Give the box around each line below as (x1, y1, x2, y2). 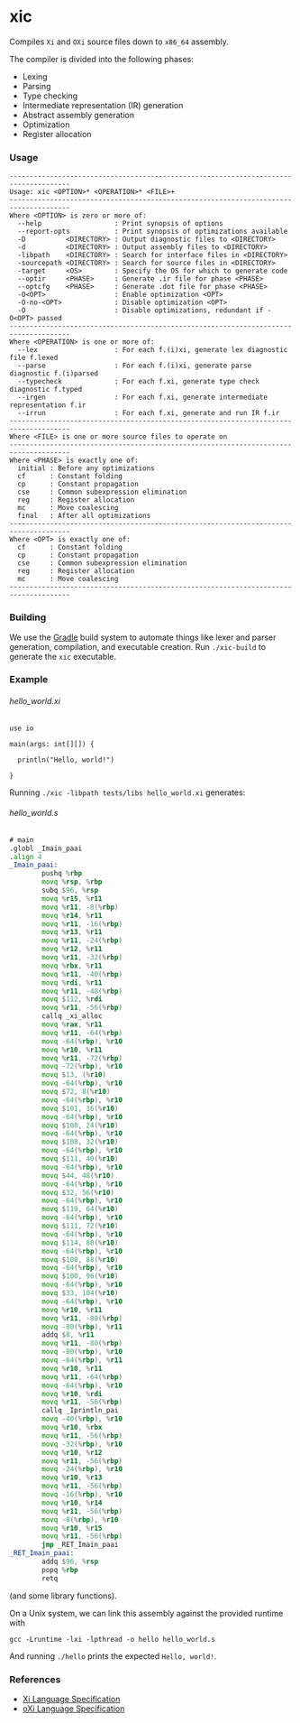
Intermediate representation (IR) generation (22, 99, 184, 110)
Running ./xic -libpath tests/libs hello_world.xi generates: (9, 787, 246, 798)
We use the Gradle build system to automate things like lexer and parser (9, 632, 277, 643)
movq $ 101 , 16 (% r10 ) (41, 1104, 119, 1113)
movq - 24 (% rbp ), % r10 (41, 1465, 123, 1474)
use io (9, 724, 34, 733)
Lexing (22, 70, 48, 82)
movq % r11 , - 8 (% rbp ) (41, 903, 119, 912)
